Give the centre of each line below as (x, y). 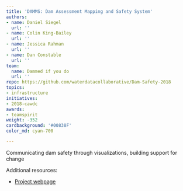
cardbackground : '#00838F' (39, 126)
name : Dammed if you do (40, 71)
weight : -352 (22, 120)
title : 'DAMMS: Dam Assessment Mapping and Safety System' (80, 11)
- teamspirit (22, 114)
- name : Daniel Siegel (34, 22)
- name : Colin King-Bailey (39, 33)
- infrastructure (27, 93)
